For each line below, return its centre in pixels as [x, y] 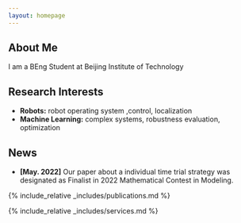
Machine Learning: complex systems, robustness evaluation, [120, 119]
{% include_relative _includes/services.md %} [83, 211]
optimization [40, 128]
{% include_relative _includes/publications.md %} [89, 196]
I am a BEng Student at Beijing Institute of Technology [96, 67]
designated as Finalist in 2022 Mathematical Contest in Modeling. [126, 180]
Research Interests [56, 92]
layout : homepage [37, 15]
